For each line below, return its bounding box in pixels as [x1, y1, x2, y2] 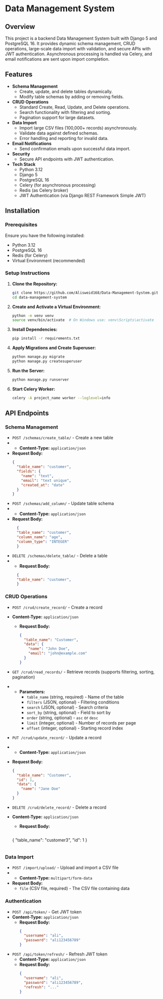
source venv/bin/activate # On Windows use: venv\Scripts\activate [12, 318, 154, 323]
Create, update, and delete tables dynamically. [19, 89, 113, 94]
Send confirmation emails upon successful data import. [19, 145, 130, 152]
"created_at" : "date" [21, 482, 65, 487]
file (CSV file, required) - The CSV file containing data [19, 885, 130, 891]
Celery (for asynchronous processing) [19, 182, 96, 188]
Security [12, 151, 30, 157]
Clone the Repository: [12, 281, 57, 287]
